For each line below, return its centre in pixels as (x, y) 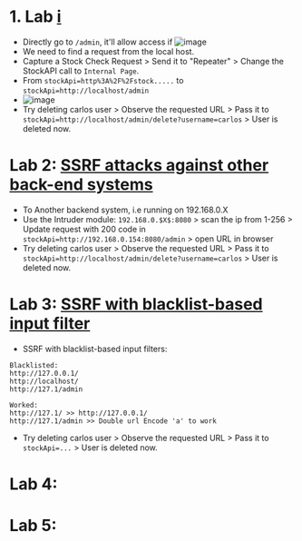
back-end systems (81, 185)
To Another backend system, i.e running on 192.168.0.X (125, 210)
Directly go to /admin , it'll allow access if (97, 42)
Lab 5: (33, 526)
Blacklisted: (34, 365)
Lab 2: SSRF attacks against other (139, 166)
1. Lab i (35, 17)
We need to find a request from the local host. (108, 51)
